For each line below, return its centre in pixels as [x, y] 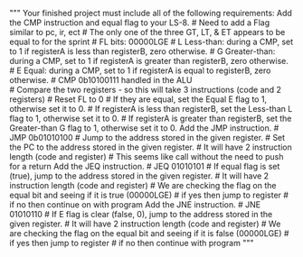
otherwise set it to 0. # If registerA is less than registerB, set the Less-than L [151, 109]
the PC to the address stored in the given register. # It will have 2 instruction [151, 147]
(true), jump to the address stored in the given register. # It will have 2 [139, 176]
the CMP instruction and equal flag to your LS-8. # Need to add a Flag [139, 23]
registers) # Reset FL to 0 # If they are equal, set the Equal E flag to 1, [138, 99]
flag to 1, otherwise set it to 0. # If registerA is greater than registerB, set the [151, 118]
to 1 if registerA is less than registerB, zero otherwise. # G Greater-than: [142, 51]
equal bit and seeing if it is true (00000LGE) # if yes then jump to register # [149, 195]
